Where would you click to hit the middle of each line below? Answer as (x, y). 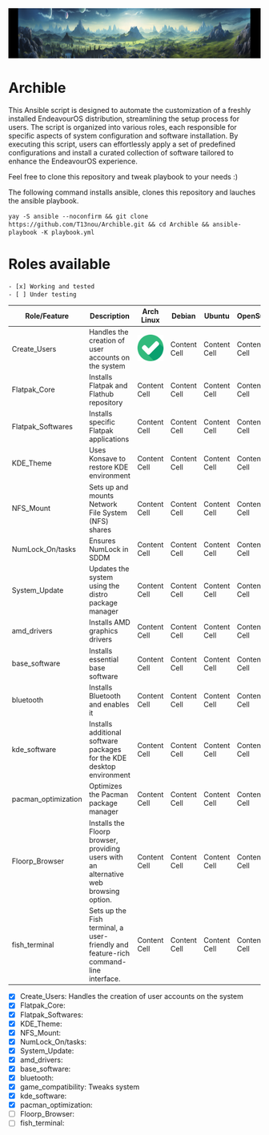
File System (108, 513)
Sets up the (108, 910)
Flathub (102, 394)
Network (103, 504)
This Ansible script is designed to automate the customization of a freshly (130, 110)
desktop (102, 767)
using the (104, 586)
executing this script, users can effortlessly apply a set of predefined (122, 144)
